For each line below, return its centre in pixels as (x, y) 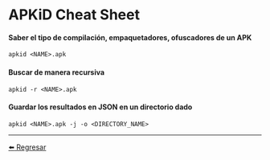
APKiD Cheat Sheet (74, 15)
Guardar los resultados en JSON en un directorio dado (100, 107)
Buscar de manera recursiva (57, 72)
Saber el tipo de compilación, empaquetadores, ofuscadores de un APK (130, 37)
